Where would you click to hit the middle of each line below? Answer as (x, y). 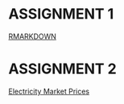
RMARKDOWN (32, 36)
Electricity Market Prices (49, 91)
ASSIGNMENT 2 (62, 69)
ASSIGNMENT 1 (61, 14)
